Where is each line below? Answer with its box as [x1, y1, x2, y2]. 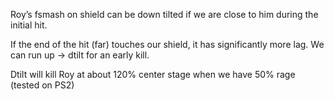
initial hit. [10, 19, 48, 31]
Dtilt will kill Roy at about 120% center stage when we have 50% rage [10, 69, 296, 80]
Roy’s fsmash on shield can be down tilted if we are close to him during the [10, 9, 319, 20]
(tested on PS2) [10, 79, 75, 91]
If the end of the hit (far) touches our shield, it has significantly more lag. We [10, 39, 325, 50]
